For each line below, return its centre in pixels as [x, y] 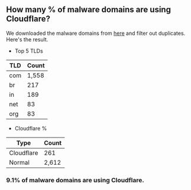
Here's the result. [27, 39]
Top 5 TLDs [29, 51]
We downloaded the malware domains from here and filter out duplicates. [96, 33]
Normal [19, 162]
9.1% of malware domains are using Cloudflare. [75, 180]
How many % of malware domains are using [89, 10]
